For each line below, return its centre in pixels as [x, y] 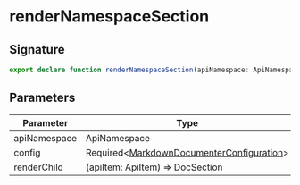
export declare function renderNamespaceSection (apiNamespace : [129, 70]
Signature [37, 50]
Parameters [42, 98]
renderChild [39, 167]
